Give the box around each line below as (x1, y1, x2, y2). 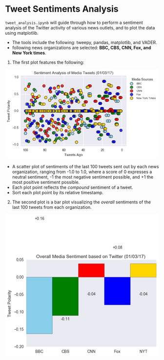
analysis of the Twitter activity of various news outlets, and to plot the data (5, 24, 155, 30)
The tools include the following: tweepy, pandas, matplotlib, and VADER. (12, 39, 157, 45)
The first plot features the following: (12, 59, 84, 65)
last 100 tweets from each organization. (12, 204, 92, 210)
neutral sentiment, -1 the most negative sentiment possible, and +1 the (12, 174, 154, 180)
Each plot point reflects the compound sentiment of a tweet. (12, 184, 133, 190)
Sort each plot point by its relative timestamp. (12, 190, 104, 196)
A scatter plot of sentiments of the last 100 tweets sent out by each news (12, 164, 159, 170)
